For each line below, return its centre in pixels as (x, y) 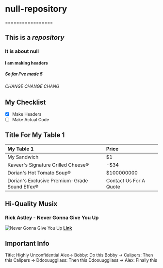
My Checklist (25, 102)
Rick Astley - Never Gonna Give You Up (52, 218)
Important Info (27, 243)
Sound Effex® (23, 187)
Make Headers (27, 114)
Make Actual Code (31, 119)
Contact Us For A (126, 180)
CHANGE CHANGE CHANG (32, 86)
